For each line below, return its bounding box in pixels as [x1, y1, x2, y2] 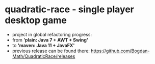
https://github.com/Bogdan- [91, 48, 150, 54]
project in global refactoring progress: [12, 31, 92, 37]
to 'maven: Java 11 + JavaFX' [12, 42, 75, 48]
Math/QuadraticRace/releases [12, 53, 75, 59]
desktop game [5, 14, 67, 26]
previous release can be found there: [12, 48, 90, 54]
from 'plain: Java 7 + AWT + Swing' [12, 37, 89, 43]
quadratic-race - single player [5, 4, 135, 15]
